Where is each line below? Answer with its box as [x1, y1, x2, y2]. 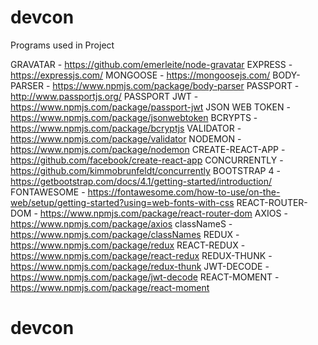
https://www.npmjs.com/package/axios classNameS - [10, 217, 233, 230]
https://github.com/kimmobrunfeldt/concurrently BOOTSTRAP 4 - [10, 164, 281, 176]
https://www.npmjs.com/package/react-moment [10, 281, 210, 293]
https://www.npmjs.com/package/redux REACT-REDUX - [10, 239, 246, 251]
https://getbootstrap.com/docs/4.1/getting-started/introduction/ [10, 175, 273, 187]
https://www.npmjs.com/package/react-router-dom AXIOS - [39, 207, 288, 219]
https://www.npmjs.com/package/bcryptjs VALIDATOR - [10, 122, 242, 134]
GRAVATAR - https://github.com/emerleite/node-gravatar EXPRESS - [10, 58, 293, 70]
